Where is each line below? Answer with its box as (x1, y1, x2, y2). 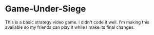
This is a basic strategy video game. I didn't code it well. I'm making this (5, 19, 150, 25)
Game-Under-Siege (5, 3, 86, 14)
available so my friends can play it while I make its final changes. (5, 24, 135, 30)
